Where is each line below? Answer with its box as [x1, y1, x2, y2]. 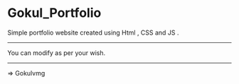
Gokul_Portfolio [7, 5, 102, 21]
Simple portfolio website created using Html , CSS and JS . [7, 28, 179, 37]
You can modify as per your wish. [7, 48, 106, 57]
